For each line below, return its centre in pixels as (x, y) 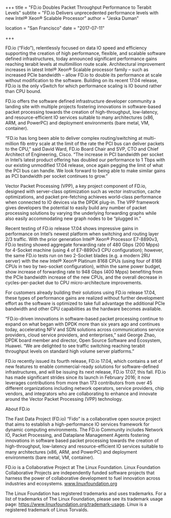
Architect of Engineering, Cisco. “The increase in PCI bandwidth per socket (84, 154)
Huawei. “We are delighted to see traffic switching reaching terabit (75, 346)
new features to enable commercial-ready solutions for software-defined (82, 366)
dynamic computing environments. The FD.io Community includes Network (84, 430)
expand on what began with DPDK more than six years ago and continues (83, 324)
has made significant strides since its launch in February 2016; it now (78, 377)
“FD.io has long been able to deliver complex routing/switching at (74, 138)
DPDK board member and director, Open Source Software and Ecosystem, (83, 340)
